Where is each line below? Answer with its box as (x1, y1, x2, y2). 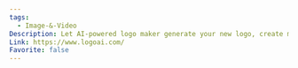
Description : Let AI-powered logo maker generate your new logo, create (9, 29, 284, 38)
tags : (9, 12, 29, 22)
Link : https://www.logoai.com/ (9, 37, 125, 47)
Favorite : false (9, 46, 69, 55)
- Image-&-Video (17, 21, 77, 30)
